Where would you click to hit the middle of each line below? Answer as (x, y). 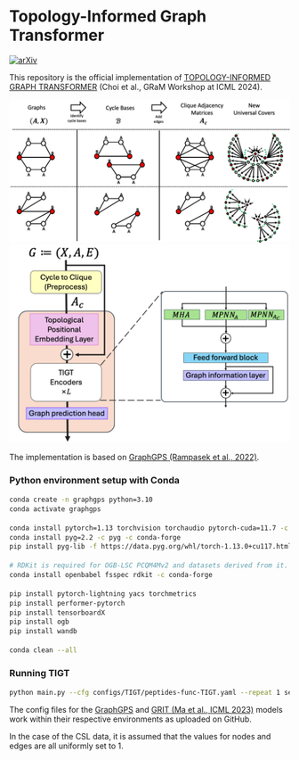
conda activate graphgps (55, 509)
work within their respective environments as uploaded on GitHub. (130, 719)
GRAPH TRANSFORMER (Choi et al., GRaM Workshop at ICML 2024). (136, 87)
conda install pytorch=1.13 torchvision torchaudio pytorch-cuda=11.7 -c (149, 528)
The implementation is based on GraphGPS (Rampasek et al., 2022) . (134, 457)
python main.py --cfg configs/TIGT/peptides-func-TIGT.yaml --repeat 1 (145, 693)
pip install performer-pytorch (67, 603)
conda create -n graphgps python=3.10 (81, 500)
